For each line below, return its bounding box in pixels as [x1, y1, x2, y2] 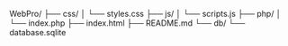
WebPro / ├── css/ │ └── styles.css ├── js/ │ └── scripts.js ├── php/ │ [9, 9, 282, 19]
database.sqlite [9, 27, 67, 37]
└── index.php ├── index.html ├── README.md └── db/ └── [9, 18, 246, 28]
